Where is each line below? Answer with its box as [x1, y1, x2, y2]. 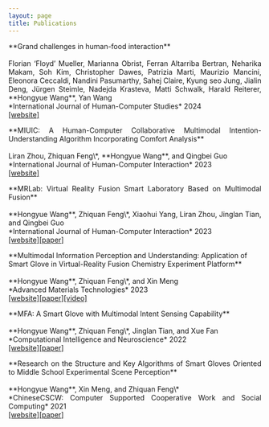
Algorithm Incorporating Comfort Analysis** [59, 133, 205, 143]
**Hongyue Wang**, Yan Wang [8, 92, 112, 102]
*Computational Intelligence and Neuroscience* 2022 [8, 335, 187, 344]
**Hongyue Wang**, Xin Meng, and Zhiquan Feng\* [8, 384, 180, 394]
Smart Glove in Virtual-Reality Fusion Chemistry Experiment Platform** [8, 259, 243, 269]
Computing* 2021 [8, 401, 67, 411]
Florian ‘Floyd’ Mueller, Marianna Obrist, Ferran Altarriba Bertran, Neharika [8, 58, 262, 68]
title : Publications [8, 19, 78, 27]
